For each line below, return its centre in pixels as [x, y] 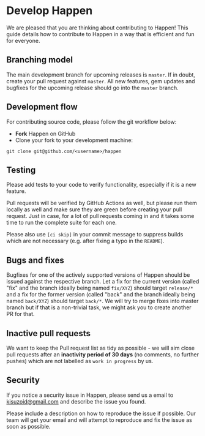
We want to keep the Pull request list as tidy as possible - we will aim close [101, 348]
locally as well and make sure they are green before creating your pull [94, 209]
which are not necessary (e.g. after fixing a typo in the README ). [85, 241]
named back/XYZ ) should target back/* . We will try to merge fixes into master [102, 301]
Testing [21, 170]
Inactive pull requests [48, 333]
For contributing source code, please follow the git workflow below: [91, 122]
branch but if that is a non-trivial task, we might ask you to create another [99, 307]
